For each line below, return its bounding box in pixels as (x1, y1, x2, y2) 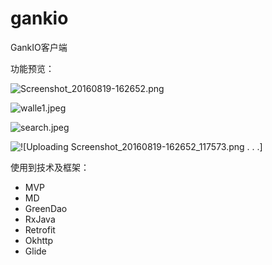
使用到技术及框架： (10, 161, 90, 173)
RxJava (24, 213, 56, 225)
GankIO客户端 (10, 41, 68, 53)
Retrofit (24, 223, 56, 236)
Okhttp (24, 234, 54, 246)
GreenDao (24, 202, 68, 214)
